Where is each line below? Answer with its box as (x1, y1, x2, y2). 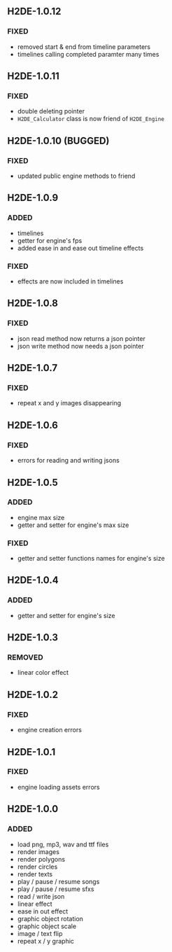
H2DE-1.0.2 (7, 689, 58, 701)
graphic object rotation (17, 914, 84, 923)
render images (17, 847, 59, 856)
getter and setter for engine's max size (17, 521, 129, 529)
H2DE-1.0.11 (7, 70, 59, 83)
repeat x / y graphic (17, 937, 75, 945)
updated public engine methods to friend (17, 171, 136, 181)
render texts (17, 869, 53, 878)
